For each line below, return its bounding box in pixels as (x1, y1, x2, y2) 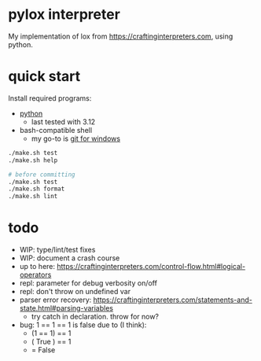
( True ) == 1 (31, 337, 72, 347)
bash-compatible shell (19, 125, 93, 134)
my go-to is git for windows (31, 134, 120, 143)
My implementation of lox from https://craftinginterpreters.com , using (8, 31, 233, 41)
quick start (8, 68, 81, 86)
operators (19, 270, 52, 280)
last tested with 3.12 (31, 116, 96, 127)
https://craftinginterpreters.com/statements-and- (93, 295, 253, 304)
